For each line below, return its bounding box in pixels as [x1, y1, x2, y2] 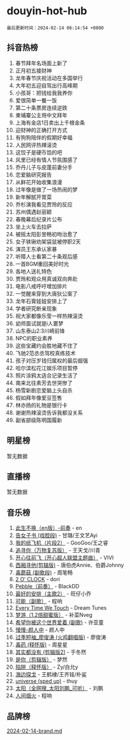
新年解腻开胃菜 [15, 193, 52, 200]
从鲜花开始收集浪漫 [15, 178, 63, 186]
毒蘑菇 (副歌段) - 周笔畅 [15, 569, 73, 576]
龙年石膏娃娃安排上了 [15, 297, 67, 305]
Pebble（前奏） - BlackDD [15, 583, 80, 590]
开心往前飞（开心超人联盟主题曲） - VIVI [15, 554, 114, 562]
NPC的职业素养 [15, 334, 53, 341]
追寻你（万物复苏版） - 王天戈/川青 [15, 547, 101, 554]
